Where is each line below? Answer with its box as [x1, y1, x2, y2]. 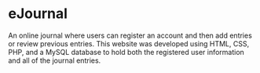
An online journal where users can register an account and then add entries [8, 31, 253, 40]
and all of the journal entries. [8, 56, 101, 65]
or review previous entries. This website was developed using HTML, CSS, [8, 38, 250, 48]
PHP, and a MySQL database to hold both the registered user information [8, 47, 245, 57]
